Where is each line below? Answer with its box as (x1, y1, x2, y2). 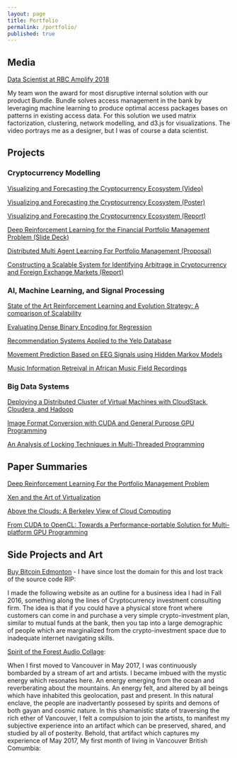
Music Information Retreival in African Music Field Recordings (7, 364, 187, 372)
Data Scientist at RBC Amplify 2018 (7, 75, 110, 84)
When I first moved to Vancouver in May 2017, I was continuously (7, 661, 197, 670)
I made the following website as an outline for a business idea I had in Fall (7, 588, 221, 597)
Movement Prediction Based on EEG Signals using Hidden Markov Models (7, 350, 223, 359)
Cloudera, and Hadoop (7, 405, 74, 414)
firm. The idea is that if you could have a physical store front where (7, 603, 203, 612)
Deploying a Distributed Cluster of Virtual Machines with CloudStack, (7, 398, 209, 406)
